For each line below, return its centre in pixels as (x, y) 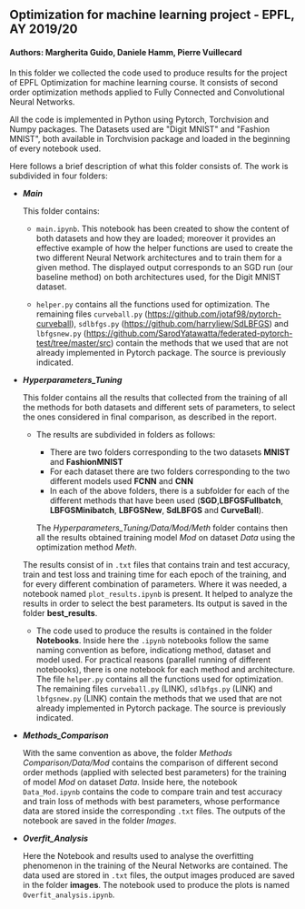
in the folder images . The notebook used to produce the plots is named (156, 884)
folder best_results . (60, 612)
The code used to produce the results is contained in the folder (154, 631)
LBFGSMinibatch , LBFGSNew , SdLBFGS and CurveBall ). (157, 510)
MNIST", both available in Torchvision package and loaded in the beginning (150, 138)
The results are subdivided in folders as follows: (126, 434)
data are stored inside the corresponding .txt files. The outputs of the (154, 811)
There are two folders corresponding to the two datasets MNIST (170, 452)
